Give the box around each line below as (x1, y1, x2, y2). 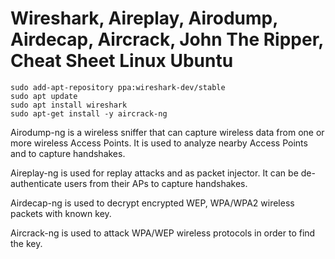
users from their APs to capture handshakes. (63, 177, 248, 189)
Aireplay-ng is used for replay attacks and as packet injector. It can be (10, 167, 299, 179)
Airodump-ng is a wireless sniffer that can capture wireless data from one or (10, 126, 325, 138)
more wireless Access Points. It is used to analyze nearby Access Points (10, 137, 308, 149)
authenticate (10, 177, 63, 189)
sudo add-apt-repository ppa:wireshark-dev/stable (10, 82, 226, 92)
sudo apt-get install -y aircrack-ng (10, 108, 168, 119)
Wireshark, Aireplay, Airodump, (10, 7, 278, 30)
